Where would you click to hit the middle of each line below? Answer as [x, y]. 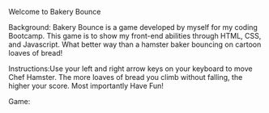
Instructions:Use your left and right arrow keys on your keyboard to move [130, 69]
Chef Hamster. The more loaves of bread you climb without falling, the [126, 77]
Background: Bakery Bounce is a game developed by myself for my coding [133, 27]
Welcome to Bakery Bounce [55, 12]
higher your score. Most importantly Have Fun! [86, 86]
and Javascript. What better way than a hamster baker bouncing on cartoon [135, 44]
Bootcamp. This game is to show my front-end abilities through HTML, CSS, [135, 36]
